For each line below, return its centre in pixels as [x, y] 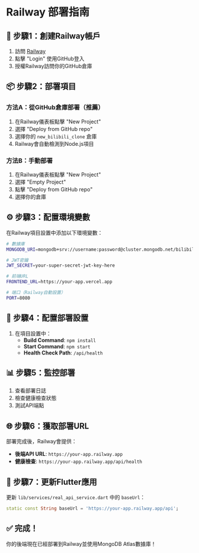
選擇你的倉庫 [30, 197]
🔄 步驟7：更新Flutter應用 [52, 482]
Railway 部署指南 [48, 12]
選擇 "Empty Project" [40, 182]
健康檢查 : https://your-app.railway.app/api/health [78, 461]
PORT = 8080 [18, 298]
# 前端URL [17, 276]
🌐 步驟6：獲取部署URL [48, 426]
